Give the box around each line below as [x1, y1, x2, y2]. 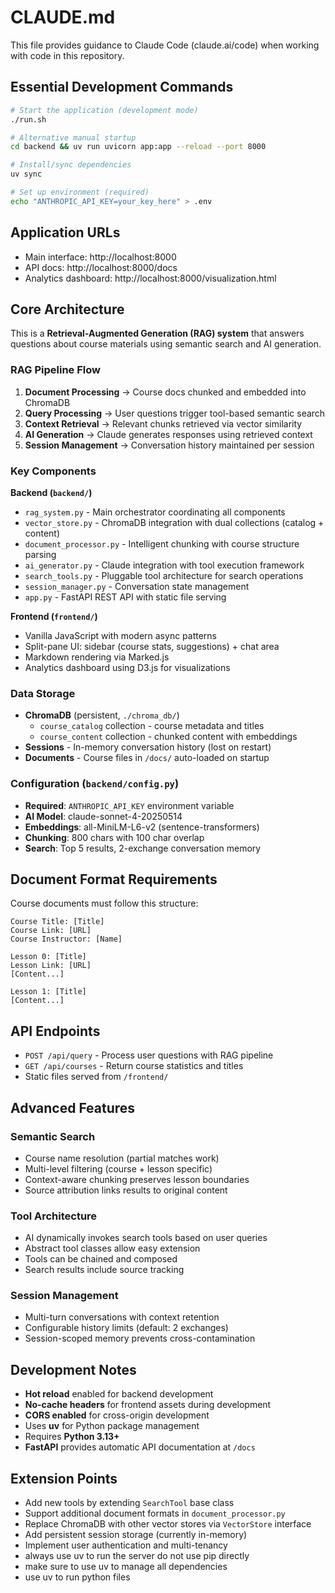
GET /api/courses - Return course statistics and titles [24, 1060, 244, 1072]
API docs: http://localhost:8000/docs [24, 261, 178, 273]
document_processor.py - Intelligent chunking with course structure [24, 537, 300, 550]
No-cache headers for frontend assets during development [24, 1399, 272, 1411]
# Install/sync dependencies [10, 160, 132, 170]
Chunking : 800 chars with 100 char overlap [24, 831, 205, 843]
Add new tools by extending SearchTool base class [24, 1497, 235, 1509]
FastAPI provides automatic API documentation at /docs [24, 1441, 256, 1453]
